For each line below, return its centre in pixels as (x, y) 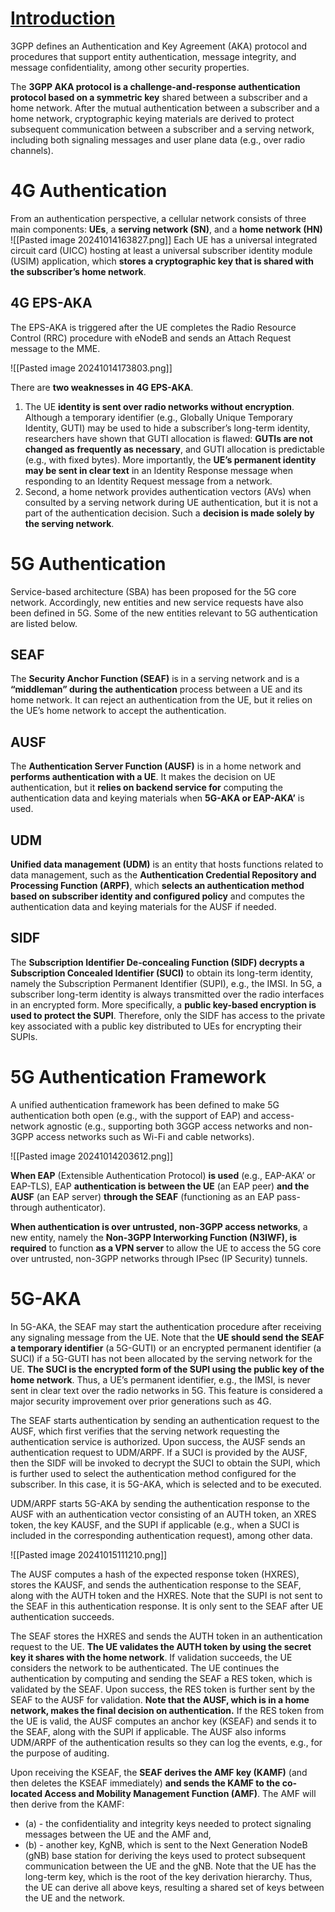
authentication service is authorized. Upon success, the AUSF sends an (158, 1441)
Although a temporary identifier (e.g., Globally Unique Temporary (158, 417)
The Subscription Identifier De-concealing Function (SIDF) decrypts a (157, 962)
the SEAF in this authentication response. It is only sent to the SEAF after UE (167, 1606)
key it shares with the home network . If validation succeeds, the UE (151, 1657)
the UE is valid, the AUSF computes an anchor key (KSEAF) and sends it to (163, 1721)
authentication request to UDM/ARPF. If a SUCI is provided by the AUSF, (159, 1452)
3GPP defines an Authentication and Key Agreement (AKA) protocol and (158, 46)
